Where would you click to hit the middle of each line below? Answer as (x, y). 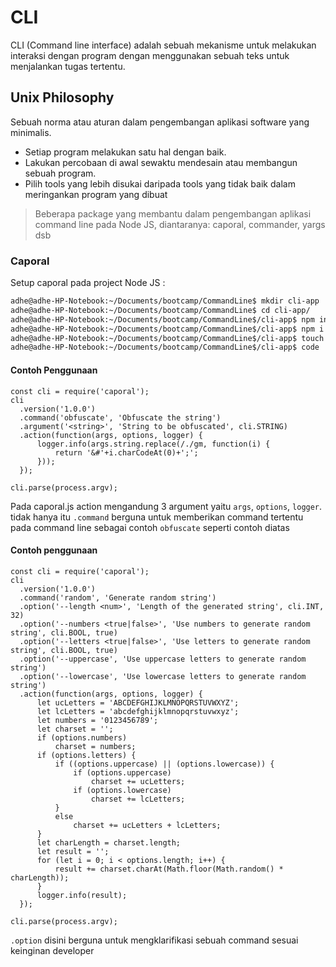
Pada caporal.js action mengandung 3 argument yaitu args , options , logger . (166, 506)
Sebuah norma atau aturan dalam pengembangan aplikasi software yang (160, 122)
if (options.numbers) (82, 737)
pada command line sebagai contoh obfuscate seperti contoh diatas (150, 527)
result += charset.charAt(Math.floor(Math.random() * (169, 869)
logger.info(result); (82, 895)
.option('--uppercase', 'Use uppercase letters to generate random (163, 659)
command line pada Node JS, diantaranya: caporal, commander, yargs (180, 224)
